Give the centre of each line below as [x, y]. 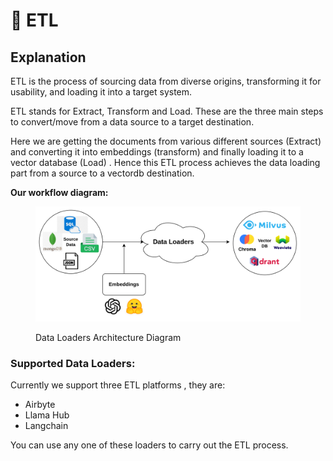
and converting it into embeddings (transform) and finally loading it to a [157, 152]
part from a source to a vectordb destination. [102, 173]
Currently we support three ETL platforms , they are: [118, 385]
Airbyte [40, 405]
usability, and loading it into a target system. [101, 92]
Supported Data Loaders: [73, 363]
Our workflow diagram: [59, 192]
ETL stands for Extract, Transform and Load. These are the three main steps [167, 111]
